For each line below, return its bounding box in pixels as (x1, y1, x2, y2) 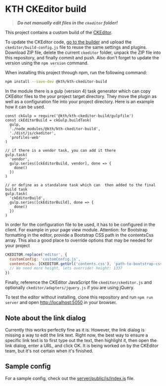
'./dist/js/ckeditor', (9, 130, 56, 135)
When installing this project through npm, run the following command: (5, 69, 147, 75)
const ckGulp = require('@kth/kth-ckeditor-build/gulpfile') (5, 113, 134, 118)
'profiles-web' (9, 135, 41, 140)
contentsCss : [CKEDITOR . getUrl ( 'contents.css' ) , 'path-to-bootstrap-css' (9, 261, 165, 266)
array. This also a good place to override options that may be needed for (5, 237, 153, 243)
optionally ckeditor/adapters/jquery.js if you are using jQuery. (5, 285, 135, 291)
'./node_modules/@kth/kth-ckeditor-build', (9, 126, 100, 131)
